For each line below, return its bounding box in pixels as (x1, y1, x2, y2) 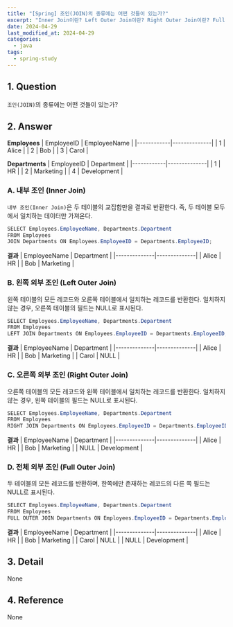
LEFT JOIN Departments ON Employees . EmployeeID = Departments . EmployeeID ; (7, 330, 228, 337)
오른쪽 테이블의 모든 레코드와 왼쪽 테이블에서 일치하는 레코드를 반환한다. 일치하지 (7, 387, 226, 396)
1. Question (7, 81, 57, 93)
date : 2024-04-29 (7, 23, 58, 30)
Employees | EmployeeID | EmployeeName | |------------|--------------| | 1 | (7, 139, 225, 148)
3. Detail (7, 556, 44, 568)
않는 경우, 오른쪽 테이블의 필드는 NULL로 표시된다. (7, 303, 144, 312)
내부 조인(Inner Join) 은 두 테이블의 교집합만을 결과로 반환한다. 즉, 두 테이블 (7, 202, 213, 211)
